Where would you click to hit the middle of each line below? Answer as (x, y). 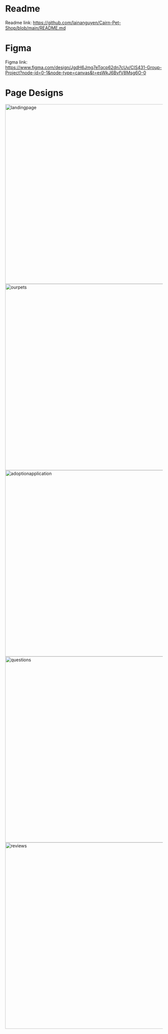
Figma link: (16, 62)
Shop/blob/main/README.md (35, 28)
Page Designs (34, 93)
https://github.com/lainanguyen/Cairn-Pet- (77, 23)
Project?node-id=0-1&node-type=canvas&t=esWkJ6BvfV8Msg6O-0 (76, 73)
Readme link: (18, 23)
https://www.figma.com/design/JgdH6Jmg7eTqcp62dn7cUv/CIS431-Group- (83, 67)
